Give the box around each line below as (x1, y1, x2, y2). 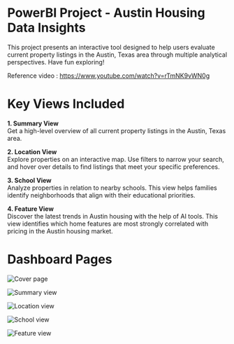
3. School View (7, 176, 52, 184)
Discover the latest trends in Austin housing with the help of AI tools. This (7, 212, 219, 220)
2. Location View (7, 147, 57, 156)
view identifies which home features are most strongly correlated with (7, 219, 208, 228)
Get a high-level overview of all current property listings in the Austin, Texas (7, 126, 226, 135)
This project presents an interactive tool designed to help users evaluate (7, 43, 215, 51)
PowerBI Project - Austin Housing (7, 5, 205, 21)
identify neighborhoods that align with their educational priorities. (7, 191, 196, 199)
